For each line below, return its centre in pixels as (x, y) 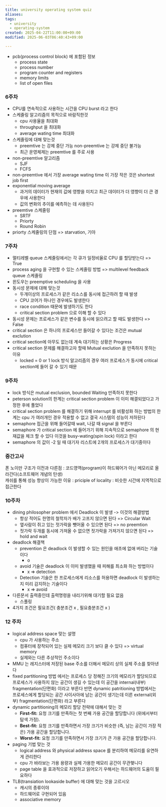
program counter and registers (51, 72)
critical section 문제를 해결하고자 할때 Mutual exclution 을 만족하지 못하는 (84, 348)
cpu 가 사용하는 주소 (39, 639)
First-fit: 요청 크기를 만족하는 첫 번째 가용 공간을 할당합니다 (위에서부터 (89, 713)
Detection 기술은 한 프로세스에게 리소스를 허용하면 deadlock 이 (81, 577)
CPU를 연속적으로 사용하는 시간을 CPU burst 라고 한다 (65, 109)
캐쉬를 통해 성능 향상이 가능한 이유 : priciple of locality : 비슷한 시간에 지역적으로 (83, 480)
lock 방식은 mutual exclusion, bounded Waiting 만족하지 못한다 (75, 393)
